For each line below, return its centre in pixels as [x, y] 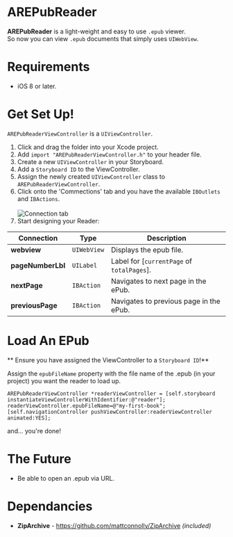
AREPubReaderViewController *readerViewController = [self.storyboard [111, 394]
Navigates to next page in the [158, 281]
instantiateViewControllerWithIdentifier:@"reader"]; [87, 400]
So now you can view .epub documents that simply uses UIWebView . [103, 38]
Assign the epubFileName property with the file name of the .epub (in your [111, 374]
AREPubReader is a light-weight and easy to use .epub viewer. [96, 31]
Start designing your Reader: [58, 221]
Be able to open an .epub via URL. [66, 478]
